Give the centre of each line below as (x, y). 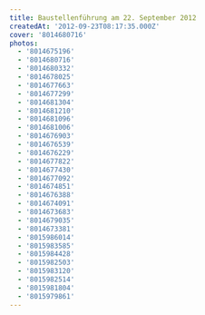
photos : (24, 43)
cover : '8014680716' (49, 34)
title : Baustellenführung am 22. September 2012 (103, 18)
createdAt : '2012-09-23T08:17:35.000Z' (85, 26)
